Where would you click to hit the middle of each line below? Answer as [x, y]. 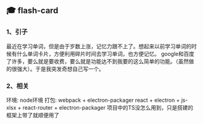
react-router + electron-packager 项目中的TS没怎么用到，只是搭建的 [108, 107]
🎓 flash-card [32, 11]
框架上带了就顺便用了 [33, 115]
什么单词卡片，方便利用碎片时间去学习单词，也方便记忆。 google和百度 [105, 54]
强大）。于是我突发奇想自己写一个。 [60, 69]
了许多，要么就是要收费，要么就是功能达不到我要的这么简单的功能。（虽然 [98, 61]
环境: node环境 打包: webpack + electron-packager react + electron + [93, 100]
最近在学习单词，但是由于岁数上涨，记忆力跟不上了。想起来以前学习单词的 [99, 46]
